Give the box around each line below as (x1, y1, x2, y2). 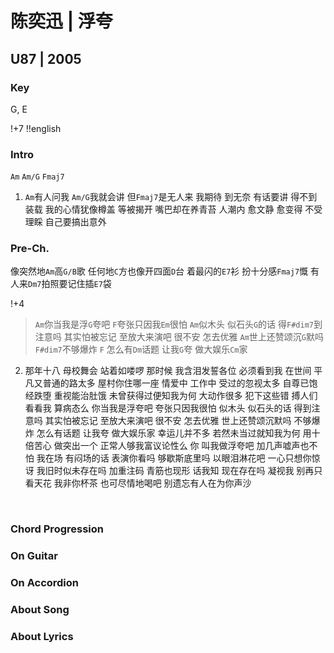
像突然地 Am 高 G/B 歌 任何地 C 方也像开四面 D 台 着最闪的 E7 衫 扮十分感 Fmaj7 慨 (10, 265, 309, 277)
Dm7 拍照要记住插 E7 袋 (28, 278, 112, 290)
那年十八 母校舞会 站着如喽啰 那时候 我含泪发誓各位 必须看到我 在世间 (24, 365, 312, 377)
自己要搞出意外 (44, 216, 107, 228)
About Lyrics (10, 630, 74, 644)
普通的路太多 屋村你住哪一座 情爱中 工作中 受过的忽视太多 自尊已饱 (42, 377, 318, 389)
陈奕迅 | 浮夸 (10, 10, 113, 33)
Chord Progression (10, 522, 104, 536)
